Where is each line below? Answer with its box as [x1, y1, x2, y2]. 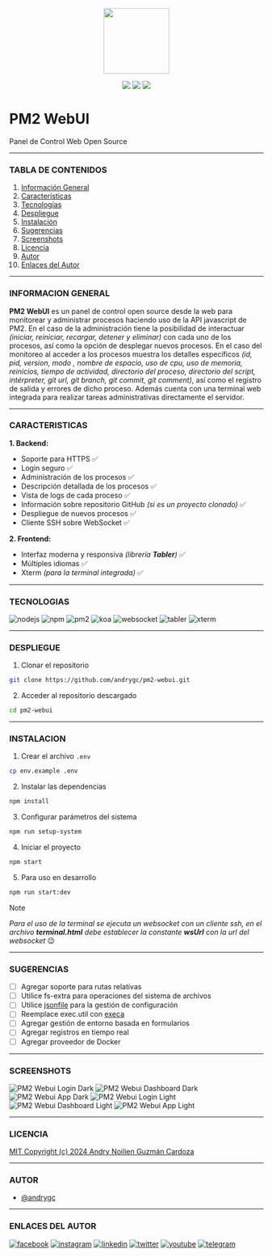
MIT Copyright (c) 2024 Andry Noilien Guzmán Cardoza [9, 1147, 195, 1157]
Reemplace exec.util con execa [20, 1009, 124, 1019]
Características [20, 191, 72, 201]
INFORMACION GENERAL [9, 288, 111, 299]
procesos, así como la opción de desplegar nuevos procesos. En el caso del [9, 341, 262, 350]
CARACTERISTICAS [9, 420, 88, 431]
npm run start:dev [9, 888, 71, 896]
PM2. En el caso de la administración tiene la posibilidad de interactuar [9, 324, 245, 333]
